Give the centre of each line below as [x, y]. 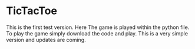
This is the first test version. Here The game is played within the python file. [98, 27]
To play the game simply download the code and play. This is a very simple [97, 33]
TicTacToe [32, 11]
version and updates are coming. [46, 40]
